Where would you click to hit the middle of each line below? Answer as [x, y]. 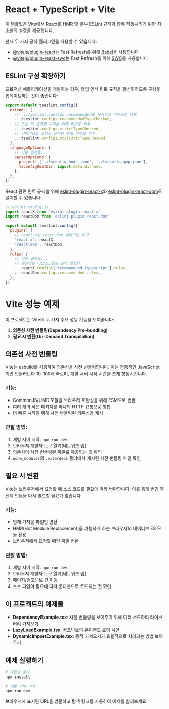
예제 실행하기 [25, 660]
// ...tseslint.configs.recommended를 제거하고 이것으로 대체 [75, 115]
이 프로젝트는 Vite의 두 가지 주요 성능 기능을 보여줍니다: [60, 319]
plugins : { [21, 230]
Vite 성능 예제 [32, 304]
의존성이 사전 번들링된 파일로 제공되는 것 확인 [57, 452]
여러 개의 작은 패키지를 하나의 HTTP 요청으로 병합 [62, 406]
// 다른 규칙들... [31, 259]
